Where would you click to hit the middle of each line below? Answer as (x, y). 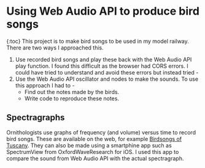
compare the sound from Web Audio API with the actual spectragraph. (95, 158)
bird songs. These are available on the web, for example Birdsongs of (94, 139)
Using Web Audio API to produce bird (103, 11)
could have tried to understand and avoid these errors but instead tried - (107, 72)
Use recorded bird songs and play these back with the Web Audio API (103, 59)
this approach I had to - (45, 85)
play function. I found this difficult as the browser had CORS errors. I (102, 66)
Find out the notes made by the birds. (72, 92)
